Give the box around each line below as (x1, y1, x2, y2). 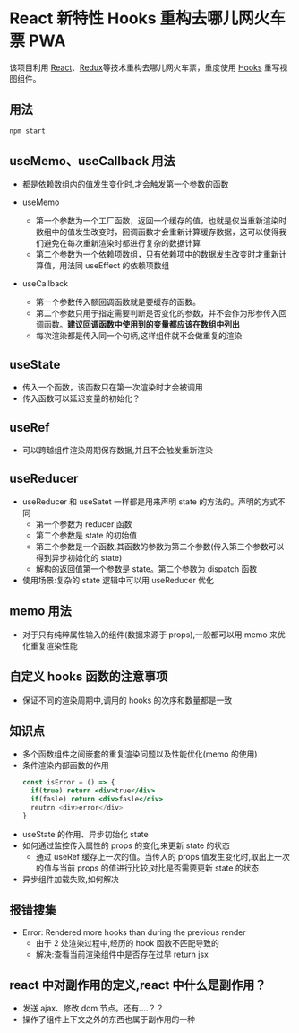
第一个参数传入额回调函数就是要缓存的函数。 (35, 297, 201, 308)
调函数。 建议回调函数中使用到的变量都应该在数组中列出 (35, 320, 240, 330)
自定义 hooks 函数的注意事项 (9, 670, 168, 685)
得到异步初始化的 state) (35, 552, 123, 563)
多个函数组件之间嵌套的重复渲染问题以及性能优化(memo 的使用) (21, 748, 258, 759)
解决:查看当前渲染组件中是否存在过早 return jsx (35, 949, 209, 959)
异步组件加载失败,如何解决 (21, 873, 119, 884)
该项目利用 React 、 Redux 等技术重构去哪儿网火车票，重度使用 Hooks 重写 (9, 62, 280, 73)
